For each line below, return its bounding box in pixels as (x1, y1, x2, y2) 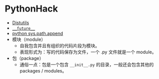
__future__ (12, 26, 35, 31)
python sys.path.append (12, 30, 63, 36)
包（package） (12, 55, 44, 61)
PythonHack (5, 3, 58, 15)
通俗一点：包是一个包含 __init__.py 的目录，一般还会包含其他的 (19, 61, 154, 67)
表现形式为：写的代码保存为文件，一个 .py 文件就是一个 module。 (19, 49, 156, 55)
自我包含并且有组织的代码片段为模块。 (19, 42, 100, 48)
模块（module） (12, 36, 46, 42)
